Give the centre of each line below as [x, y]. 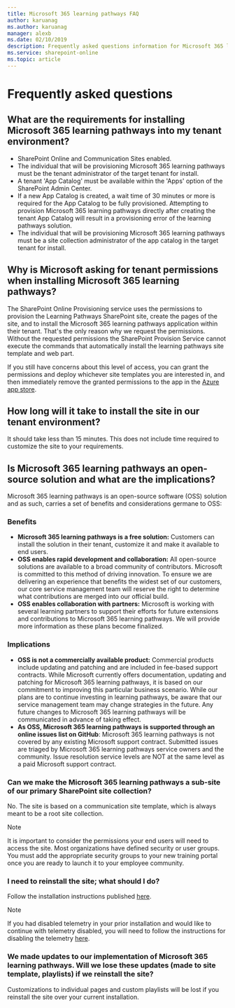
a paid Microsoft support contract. [67, 764]
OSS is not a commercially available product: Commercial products [116, 660]
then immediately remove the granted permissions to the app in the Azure [113, 382]
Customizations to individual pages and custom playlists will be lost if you [113, 989]
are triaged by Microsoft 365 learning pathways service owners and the [121, 749]
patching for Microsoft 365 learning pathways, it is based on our [110, 682]
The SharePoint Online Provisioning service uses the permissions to [105, 308]
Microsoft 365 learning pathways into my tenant [114, 131]
